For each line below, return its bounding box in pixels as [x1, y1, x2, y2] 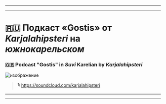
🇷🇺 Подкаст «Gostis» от [5, 22, 112, 34]
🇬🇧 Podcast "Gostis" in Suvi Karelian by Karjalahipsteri [5, 61, 143, 68]
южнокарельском [5, 44, 85, 55]
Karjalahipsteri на [5, 33, 81, 45]
